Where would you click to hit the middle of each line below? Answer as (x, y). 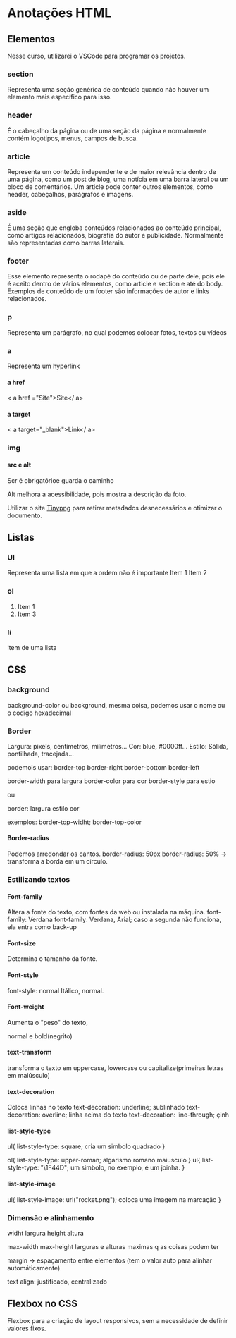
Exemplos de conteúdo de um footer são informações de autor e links (108, 291)
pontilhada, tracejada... (41, 754)
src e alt (19, 465)
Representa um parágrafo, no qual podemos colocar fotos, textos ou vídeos (117, 332)
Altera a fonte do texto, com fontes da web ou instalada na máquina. (106, 912)
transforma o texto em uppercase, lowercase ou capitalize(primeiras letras (116, 1068)
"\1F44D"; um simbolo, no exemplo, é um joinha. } (113, 1167)
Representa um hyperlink (44, 366)
